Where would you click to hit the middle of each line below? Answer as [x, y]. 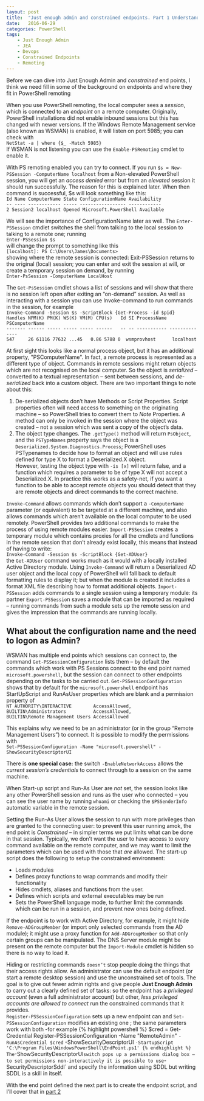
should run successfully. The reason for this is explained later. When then [98, 187]
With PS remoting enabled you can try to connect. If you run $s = [87, 167]
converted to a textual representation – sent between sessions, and [90, 376]
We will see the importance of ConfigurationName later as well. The [91, 221]
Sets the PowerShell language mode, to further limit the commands [99, 902]
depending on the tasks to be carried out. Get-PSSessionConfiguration [94, 681]
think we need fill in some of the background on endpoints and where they [99, 86]
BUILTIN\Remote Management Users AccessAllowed [68, 717]
